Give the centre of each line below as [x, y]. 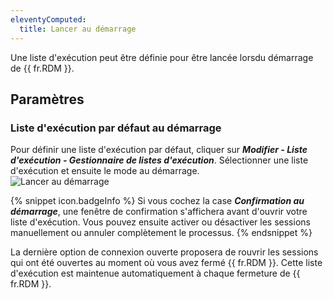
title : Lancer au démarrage [78, 29]
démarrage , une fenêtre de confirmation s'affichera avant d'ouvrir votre [159, 212]
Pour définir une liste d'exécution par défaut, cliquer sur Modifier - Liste [159, 150]
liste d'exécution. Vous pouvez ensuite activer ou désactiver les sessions [160, 222]
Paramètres [47, 99]
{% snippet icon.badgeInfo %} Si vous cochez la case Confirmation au [157, 201]
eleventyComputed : [48, 19]
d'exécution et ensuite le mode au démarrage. [105, 171]
